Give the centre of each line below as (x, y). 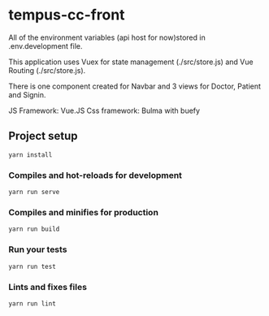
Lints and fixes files (48, 287)
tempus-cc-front (67, 15)
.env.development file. (46, 45)
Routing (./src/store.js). (47, 70)
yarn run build (34, 229)
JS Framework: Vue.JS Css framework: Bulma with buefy (104, 110)
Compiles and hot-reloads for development (95, 175)
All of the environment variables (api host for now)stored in (107, 37)
